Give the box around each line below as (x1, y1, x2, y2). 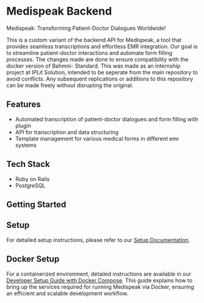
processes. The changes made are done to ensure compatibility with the (6, 55, 189, 63)
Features (6, 99, 41, 110)
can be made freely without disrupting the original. (6, 81, 134, 89)
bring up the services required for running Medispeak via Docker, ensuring (6, 283, 194, 290)
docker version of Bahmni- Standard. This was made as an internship (6, 62, 181, 70)
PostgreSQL (15, 182, 46, 189)
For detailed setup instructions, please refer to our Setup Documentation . (6, 236, 191, 243)
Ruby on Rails (15, 175, 50, 182)
